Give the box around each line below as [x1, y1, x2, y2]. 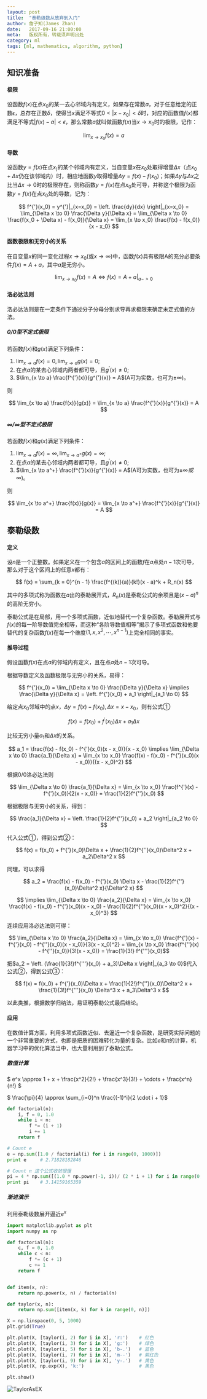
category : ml [7, 37, 41, 44]
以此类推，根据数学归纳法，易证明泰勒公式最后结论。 [7, 999, 142, 1006]
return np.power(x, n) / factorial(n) [18, 1290, 117, 1296]
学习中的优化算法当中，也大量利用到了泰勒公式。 [12, 1044, 136, 1051]
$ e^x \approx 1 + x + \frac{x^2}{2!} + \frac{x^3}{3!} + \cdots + [7, 1075, 166, 1083]
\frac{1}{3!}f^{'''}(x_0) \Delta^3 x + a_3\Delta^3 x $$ [38, 986, 170, 993]
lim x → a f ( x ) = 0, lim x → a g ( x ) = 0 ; [15, 357, 100, 366]
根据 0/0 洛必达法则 [7, 770, 54, 778]
